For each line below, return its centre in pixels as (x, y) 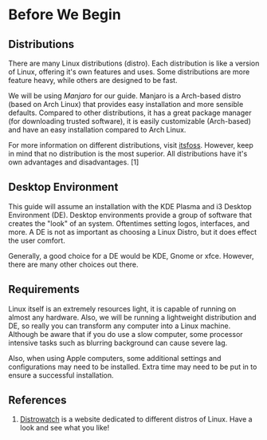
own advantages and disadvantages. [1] (74, 162)
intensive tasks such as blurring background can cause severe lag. (118, 343)
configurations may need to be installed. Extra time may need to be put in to (133, 367)
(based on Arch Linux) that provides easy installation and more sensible (126, 104)
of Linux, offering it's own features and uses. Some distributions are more (129, 72)
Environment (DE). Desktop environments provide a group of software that (130, 215)
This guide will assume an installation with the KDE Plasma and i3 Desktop (130, 206)
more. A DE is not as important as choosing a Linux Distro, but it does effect (133, 232)
